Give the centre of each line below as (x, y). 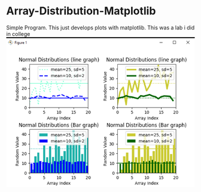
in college (18, 33)
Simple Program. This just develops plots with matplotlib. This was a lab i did (100, 28)
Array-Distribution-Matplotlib (81, 11)
